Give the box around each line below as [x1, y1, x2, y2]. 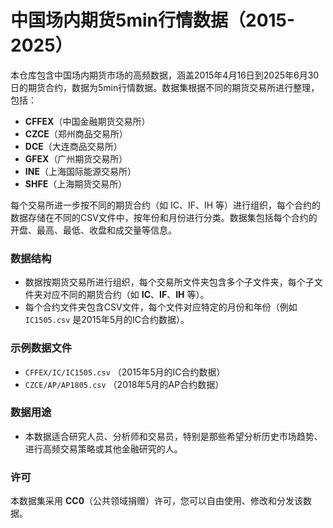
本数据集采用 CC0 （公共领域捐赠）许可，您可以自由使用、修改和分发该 [10, 495, 304, 507]
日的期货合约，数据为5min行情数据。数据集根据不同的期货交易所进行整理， [10, 81, 320, 93]
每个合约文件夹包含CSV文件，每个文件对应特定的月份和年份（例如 [24, 301, 298, 313]
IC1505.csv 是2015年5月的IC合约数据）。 [24, 314, 190, 326]
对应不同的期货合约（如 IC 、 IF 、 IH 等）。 [42, 289, 210, 301]
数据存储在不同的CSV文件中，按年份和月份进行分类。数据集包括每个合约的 [10, 211, 318, 223]
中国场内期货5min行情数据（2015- [10, 9, 296, 32]
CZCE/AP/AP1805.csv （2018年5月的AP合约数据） [24, 378, 225, 390]
